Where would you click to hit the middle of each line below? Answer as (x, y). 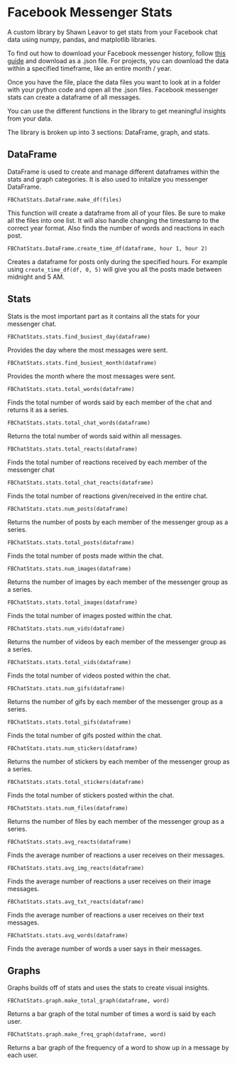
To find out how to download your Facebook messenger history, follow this (116, 53)
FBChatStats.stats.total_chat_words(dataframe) (79, 423)
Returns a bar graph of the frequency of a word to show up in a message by (118, 1048)
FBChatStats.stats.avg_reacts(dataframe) (70, 841)
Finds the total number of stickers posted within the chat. (91, 795)
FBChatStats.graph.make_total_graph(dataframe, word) (89, 1001)
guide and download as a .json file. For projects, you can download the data (118, 60)
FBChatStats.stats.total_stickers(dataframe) (76, 782)
